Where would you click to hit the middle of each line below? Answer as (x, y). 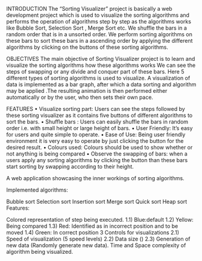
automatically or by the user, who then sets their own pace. (80, 97)
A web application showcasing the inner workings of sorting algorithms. (96, 178)
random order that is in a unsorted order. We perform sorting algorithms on (99, 34)
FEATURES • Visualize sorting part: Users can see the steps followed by (96, 109)
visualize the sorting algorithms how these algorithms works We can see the (101, 65)
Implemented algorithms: (37, 190)
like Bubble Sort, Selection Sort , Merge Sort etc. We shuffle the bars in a (96, 28)
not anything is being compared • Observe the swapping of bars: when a (97, 154)
